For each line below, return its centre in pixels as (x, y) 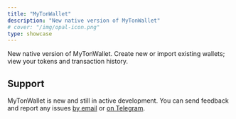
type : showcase (30, 34)
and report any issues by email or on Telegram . (76, 108)
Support (26, 83)
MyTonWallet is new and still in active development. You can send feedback (118, 101)
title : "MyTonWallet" (39, 14)
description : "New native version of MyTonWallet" (84, 21)
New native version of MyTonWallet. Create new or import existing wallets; (116, 54)
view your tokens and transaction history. (68, 62)
